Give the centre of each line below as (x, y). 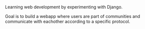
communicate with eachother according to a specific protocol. (68, 22)
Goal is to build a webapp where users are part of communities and (73, 16)
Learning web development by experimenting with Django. (64, 7)
